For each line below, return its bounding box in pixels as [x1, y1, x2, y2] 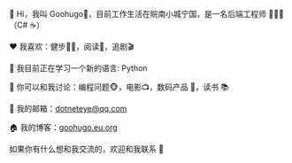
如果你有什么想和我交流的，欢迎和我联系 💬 [9, 144, 165, 154]
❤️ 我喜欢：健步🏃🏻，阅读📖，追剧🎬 [9, 42, 134, 51]
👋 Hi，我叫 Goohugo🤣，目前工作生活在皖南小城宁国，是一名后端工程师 [9, 9, 267, 19]
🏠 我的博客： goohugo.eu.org [9, 122, 118, 132]
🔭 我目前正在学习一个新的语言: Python [9, 63, 148, 74]
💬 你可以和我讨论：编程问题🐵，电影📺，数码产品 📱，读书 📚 [9, 81, 230, 92]
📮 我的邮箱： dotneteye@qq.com [9, 104, 127, 113]
